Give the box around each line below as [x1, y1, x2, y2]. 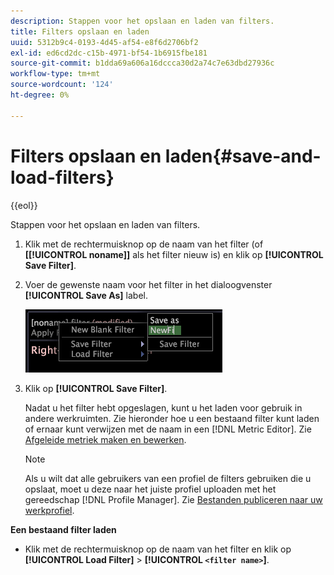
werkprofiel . [24, 504, 75, 516]
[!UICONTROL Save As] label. [24, 289, 148, 301]
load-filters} [10, 166, 115, 189]
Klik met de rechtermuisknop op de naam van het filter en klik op [24, 543, 292, 555]
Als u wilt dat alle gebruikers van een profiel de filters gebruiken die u [24, 472, 312, 484]
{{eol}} [10, 199, 38, 211]
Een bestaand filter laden [10, 523, 117, 535]
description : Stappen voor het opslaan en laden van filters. [10, 16, 275, 26]
